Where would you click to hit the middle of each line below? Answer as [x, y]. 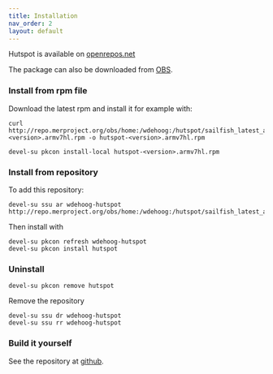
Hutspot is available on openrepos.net [72, 54]
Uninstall [26, 269]
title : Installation [43, 16]
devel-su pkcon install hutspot [63, 248]
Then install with [36, 226]
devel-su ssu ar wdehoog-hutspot [65, 204]
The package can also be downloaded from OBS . [91, 70]
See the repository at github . [56, 361]
